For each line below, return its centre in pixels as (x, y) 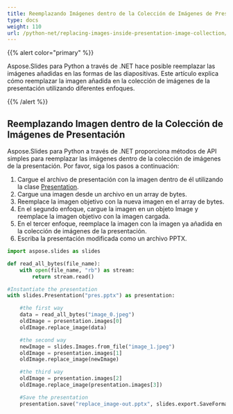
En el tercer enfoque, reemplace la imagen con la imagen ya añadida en (120, 224)
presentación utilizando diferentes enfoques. (71, 88)
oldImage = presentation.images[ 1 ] (71, 353)
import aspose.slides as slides (54, 251)
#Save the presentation (54, 397)
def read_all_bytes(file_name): (54, 264)
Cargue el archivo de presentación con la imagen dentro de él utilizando (120, 180)
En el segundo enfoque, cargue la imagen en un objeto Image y (108, 209)
